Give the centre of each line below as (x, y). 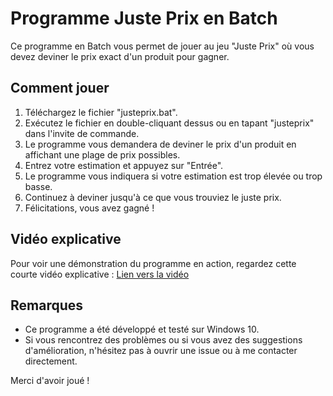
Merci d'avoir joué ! (50, 381)
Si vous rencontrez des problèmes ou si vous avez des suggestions (163, 340)
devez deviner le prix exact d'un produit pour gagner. (120, 56)
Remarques (47, 305)
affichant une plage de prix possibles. (102, 154)
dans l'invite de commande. (82, 133)
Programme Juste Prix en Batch (144, 18)
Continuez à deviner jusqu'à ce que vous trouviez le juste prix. (153, 197)
